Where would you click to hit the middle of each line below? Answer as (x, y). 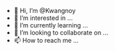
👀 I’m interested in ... (43, 18)
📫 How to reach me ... (46, 40)
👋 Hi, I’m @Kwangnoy (45, 11)
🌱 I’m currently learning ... (51, 25)
